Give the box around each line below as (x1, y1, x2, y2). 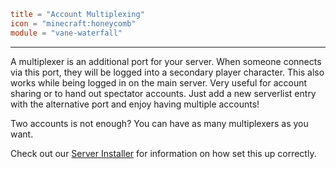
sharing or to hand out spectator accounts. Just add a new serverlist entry (10, 87, 317, 99)
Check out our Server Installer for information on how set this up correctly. (10, 147, 317, 159)
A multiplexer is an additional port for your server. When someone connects (10, 55, 322, 67)
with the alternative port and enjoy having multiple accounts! (10, 98, 260, 110)
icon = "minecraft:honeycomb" (10, 18, 137, 29)
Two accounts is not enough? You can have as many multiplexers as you (10, 117, 309, 129)
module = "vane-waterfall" (10, 28, 123, 38)
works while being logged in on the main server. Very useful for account (10, 76, 308, 89)
